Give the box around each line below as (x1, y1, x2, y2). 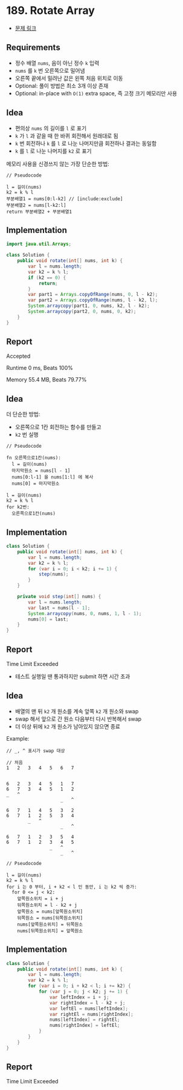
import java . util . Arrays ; (6, 241, 71, 247)
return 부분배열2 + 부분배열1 (6, 209, 72, 215)
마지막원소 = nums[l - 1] (11, 468, 71, 474)
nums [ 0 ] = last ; (28, 616, 69, 622)
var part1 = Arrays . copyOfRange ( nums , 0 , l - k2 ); (28, 292, 158, 298)
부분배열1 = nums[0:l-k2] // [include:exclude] (6, 195, 123, 202)
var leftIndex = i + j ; (49, 994, 110, 1000)
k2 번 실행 (14, 431, 39, 439)
